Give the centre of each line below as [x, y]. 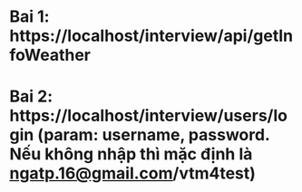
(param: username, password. [154, 135]
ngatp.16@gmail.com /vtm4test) [133, 173]
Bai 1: [29, 17]
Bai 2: [31, 96]
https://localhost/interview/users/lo [149, 116]
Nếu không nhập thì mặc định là [131, 154]
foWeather [50, 55]
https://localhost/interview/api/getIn [151, 36]
